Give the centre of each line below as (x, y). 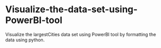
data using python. (25, 40)
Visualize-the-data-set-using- (72, 9)
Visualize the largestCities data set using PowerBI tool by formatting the (81, 34)
